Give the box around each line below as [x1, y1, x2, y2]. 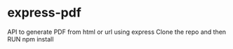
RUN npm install [7, 35, 54, 43]
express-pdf [7, 5, 82, 21]
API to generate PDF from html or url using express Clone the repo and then [7, 28, 227, 36]
